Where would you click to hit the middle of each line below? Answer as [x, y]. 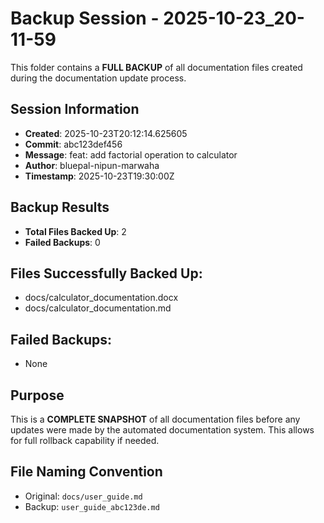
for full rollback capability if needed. [85, 440]
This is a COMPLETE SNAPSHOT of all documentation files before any [155, 419]
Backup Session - [85, 18]
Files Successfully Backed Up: [106, 273]
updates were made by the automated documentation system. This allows [162, 430]
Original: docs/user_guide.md [83, 496]
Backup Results [60, 207]
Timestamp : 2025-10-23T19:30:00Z [99, 176]
